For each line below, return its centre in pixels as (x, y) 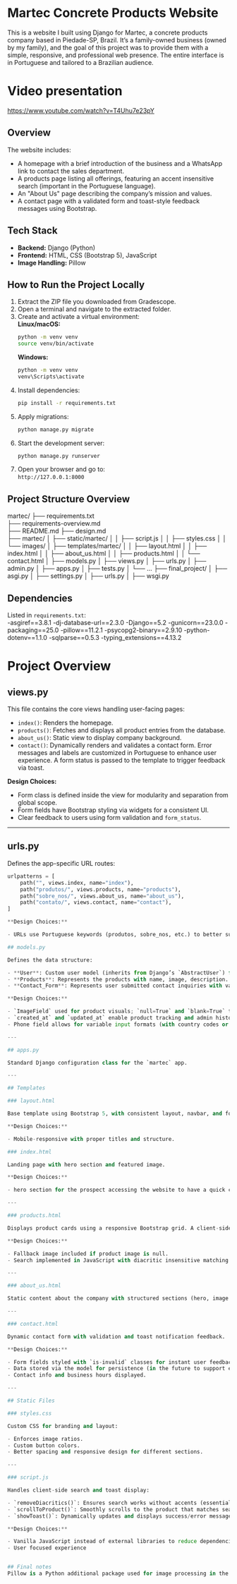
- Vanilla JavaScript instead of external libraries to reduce (102, 1542)
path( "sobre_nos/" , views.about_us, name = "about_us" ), (102, 896)
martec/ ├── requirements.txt (51, 516)
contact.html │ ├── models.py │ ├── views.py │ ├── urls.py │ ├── (107, 561)
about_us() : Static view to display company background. (99, 738)
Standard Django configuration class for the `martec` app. (98, 1063)
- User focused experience (47, 1548)
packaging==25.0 (33, 630)
